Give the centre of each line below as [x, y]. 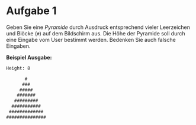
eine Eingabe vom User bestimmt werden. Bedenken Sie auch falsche [91, 40]
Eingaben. [18, 46]
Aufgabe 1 [31, 11]
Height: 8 [18, 68]
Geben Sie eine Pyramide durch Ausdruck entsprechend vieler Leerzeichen [98, 27]
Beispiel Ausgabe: [29, 57]
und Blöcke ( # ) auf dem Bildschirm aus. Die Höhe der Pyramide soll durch [96, 33]
